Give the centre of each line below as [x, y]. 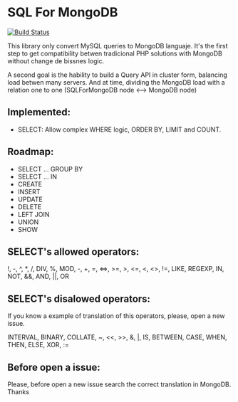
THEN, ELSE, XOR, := [38, 345]
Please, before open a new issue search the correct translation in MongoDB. [119, 384]
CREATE [30, 184]
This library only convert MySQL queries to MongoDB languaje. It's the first [118, 46]
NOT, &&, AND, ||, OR [38, 276]
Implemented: [39, 112]
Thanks [19, 392]
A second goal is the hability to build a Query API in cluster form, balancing [118, 75]
